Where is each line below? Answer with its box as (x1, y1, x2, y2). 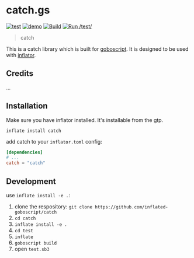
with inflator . (6, 51, 36, 58)
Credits (6, 68, 34, 79)
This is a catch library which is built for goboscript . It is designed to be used (6, 45, 189, 53)
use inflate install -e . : (6, 192, 71, 198)
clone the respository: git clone (14, 203, 92, 210)
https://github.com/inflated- (95, 204, 168, 210)
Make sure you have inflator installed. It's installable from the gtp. (6, 116, 164, 123)
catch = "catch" (6, 160, 46, 166)
